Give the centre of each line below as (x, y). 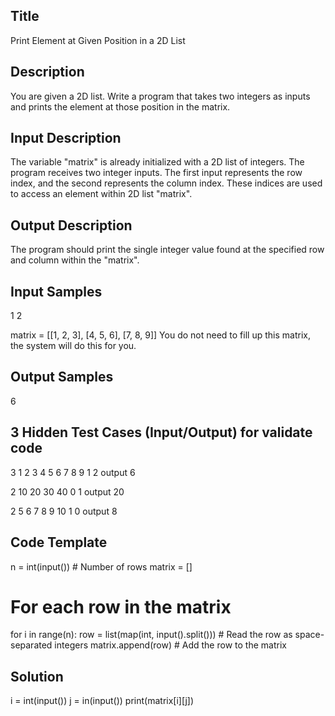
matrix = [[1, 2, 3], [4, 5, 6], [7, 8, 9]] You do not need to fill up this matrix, (160, 335)
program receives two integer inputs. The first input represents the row (156, 173)
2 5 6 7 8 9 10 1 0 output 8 (64, 511)
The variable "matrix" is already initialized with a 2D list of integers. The (157, 162)
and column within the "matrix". (75, 260)
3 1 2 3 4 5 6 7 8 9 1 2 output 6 (73, 472)
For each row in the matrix (121, 606)
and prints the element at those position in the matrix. (120, 106)
